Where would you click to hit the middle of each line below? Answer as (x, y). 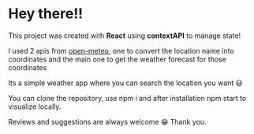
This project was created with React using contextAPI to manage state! (125, 35)
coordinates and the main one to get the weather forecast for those (117, 59)
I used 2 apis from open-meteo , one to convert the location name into (121, 50)
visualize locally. (35, 106)
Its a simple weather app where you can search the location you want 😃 (125, 83)
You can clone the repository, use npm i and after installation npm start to (127, 98)
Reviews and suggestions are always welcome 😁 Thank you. (107, 121)
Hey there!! (46, 14)
